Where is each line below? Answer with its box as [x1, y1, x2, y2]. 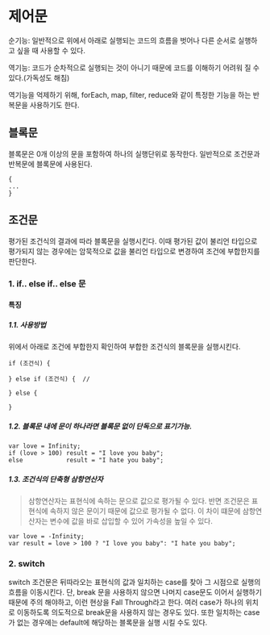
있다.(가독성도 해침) [8, 73, 70, 82]
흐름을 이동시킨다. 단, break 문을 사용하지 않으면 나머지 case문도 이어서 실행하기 [8, 587, 262, 597]
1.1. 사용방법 [8, 320, 47, 329]
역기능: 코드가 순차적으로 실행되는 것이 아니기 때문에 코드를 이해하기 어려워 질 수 [8, 62, 260, 73]
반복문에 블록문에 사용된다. [8, 159, 93, 169]
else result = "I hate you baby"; [8, 457, 164, 465]
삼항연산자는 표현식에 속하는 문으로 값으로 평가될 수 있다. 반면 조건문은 [27, 495, 250, 505]
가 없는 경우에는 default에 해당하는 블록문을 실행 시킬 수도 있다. [8, 618, 208, 628]
